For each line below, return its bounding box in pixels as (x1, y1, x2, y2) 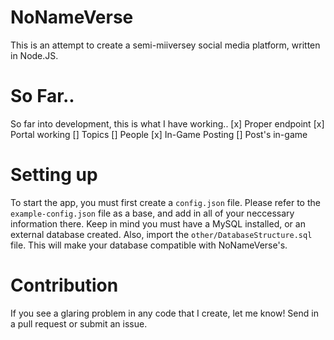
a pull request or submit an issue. (10, 317, 148, 330)
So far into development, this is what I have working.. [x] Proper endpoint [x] (10, 117, 325, 130)
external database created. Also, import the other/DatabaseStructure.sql (10, 228, 313, 240)
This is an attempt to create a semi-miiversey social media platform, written (10, 39, 321, 51)
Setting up (10, 164, 98, 186)
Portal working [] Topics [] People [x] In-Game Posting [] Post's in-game (10, 128, 308, 140)
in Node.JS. (10, 49, 59, 61)
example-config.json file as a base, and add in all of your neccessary (10, 207, 295, 219)
